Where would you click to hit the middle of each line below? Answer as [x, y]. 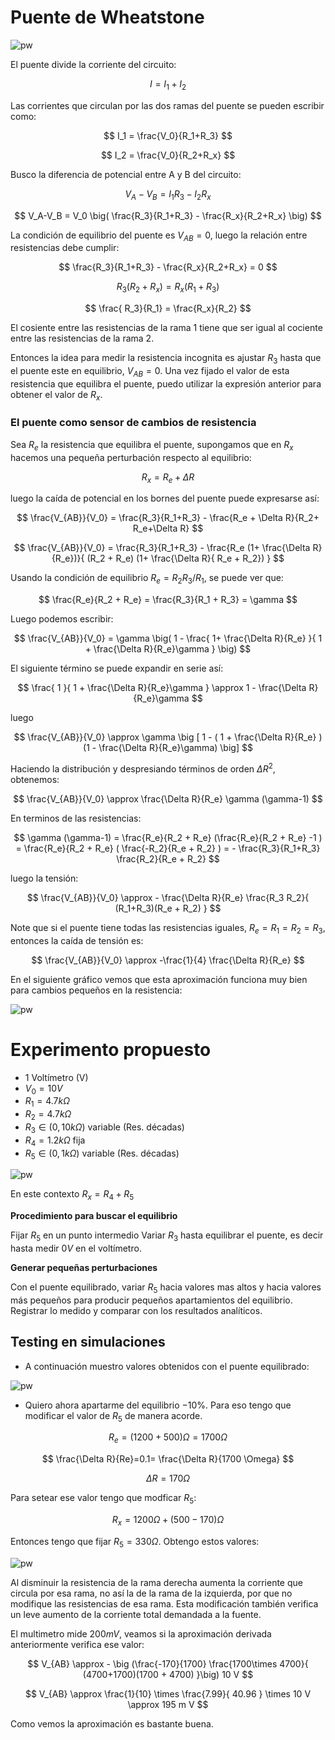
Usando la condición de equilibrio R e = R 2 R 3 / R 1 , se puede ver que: [147, 579]
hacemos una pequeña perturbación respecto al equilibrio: [131, 457]
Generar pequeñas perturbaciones [84, 1267]
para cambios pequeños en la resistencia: [96, 990]
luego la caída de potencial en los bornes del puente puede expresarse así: [165, 498]
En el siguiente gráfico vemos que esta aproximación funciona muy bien [159, 979]
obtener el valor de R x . [56, 395]
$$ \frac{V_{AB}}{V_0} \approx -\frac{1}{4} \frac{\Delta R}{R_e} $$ [168, 960]
